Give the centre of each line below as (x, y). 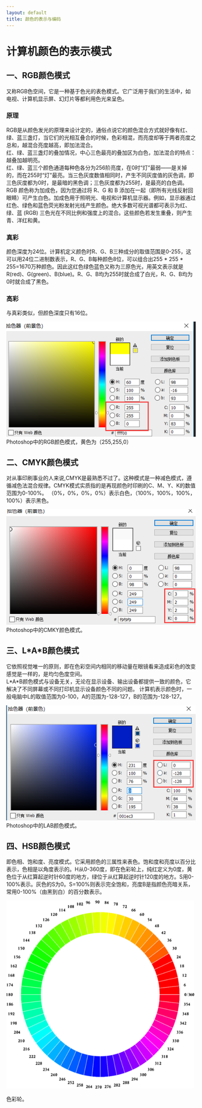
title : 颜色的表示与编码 (34, 19)
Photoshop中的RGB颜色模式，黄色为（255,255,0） (69, 442)
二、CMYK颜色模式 (42, 463)
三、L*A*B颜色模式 (43, 651)
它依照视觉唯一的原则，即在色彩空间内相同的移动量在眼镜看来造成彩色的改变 (101, 666)
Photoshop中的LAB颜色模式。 (43, 825)
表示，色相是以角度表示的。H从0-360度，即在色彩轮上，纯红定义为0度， (97, 869)
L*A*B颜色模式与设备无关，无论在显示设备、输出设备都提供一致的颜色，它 (99, 681)
